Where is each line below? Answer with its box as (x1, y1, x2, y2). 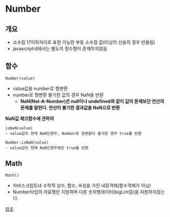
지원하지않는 (139, 188, 165, 195)
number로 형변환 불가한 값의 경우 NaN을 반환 (12, 91, 104, 98)
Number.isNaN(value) (5, 140, 50, 145)
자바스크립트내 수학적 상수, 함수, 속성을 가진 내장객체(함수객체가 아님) (12, 182, 152, 188)
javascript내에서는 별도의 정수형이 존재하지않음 (12, 45, 107, 52)
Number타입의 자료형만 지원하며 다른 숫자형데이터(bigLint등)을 (12, 188, 139, 195)
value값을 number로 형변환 (12, 85, 68, 91)
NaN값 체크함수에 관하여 (5, 115, 55, 122)
